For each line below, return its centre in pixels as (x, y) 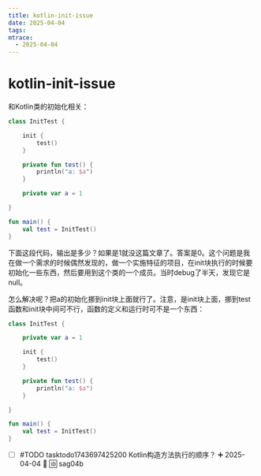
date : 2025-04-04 (37, 23)
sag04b (71, 464)
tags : (17, 30)
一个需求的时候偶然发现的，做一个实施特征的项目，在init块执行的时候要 (137, 262)
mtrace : (21, 37)
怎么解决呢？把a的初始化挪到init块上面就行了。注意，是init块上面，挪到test (129, 299)
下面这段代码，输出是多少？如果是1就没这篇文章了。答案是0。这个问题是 (126, 252)
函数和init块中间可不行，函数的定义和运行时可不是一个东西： (106, 309)
